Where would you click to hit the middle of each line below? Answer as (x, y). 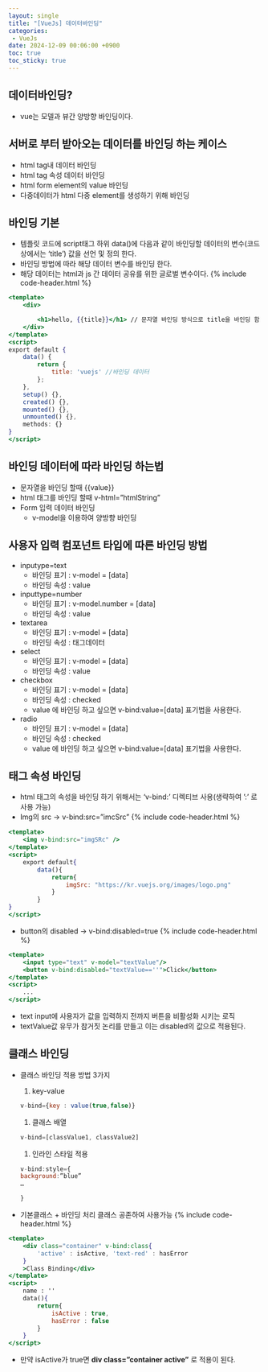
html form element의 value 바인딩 (74, 185)
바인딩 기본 (34, 222)
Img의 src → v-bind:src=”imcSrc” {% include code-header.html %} (130, 817)
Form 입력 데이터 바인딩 (57, 507)
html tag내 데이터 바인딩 (58, 165)
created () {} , (46, 402)
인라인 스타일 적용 (60, 1154)
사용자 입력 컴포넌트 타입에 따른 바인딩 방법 (108, 545)
